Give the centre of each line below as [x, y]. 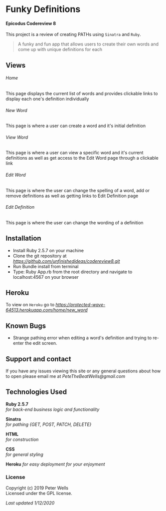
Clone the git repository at [40, 256]
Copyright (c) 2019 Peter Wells [37, 488]
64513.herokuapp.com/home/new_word [47, 310]
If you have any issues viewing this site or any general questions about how [83, 371]
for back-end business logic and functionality [53, 409]
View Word [17, 137]
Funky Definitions [43, 9]
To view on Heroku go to [30, 305]
